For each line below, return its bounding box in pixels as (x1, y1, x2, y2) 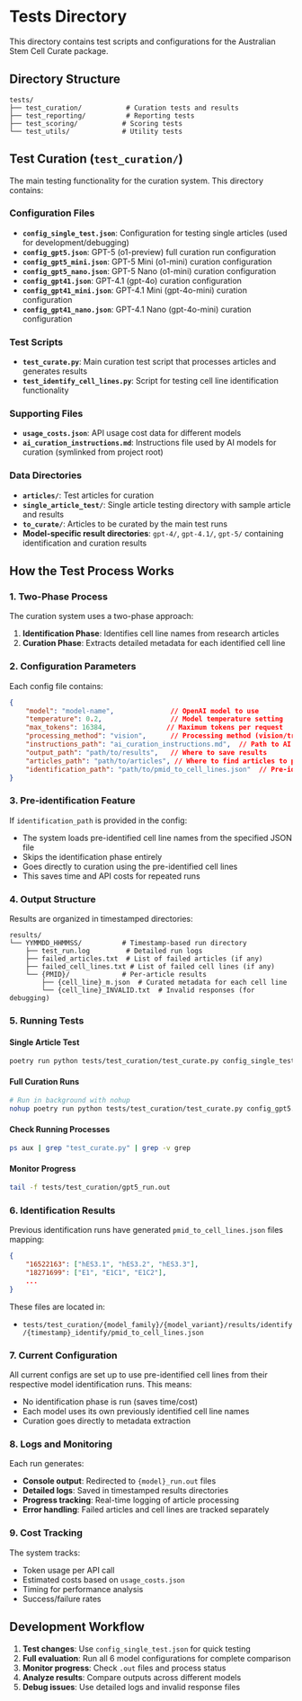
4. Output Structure (9, 892, 96, 905)
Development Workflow (9, 1619, 146, 1635)
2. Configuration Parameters (9, 660, 137, 673)
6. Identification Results (9, 1204, 116, 1217)
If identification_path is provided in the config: (9, 815, 188, 826)
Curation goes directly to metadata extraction (22, 1415, 191, 1426)
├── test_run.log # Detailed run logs (25, 946, 203, 956)
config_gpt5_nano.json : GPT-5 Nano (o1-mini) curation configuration (22, 265, 277, 276)
